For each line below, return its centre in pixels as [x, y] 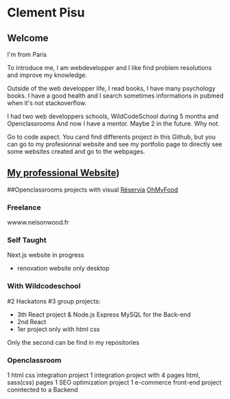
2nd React [32, 321]
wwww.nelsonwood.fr [38, 223]
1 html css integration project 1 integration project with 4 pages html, [104, 375]
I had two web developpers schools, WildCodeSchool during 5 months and [113, 116]
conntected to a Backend [43, 390]
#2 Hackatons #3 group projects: [54, 301]
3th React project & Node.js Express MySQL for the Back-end [104, 315]
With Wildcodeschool [44, 286]
